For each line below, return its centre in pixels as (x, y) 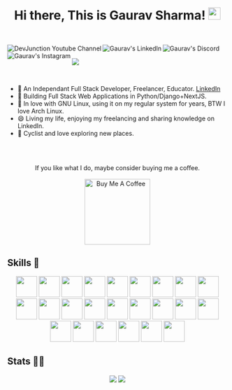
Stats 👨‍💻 (26, 362)
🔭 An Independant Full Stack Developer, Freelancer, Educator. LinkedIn (119, 88)
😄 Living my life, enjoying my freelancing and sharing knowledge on (116, 118)
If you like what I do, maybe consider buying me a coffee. (117, 167)
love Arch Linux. (41, 111)
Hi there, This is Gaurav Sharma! (110, 16)
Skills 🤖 (23, 263)
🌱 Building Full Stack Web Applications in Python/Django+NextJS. (112, 96)
